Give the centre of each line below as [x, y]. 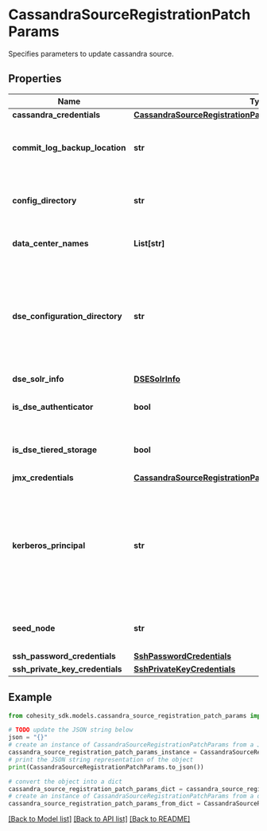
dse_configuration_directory [67, 316]
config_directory [44, 200]
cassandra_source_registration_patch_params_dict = [95, 789]
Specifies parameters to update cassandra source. [91, 53]
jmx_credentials [43, 478]
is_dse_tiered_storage [55, 450]
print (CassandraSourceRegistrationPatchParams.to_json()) [106, 767]
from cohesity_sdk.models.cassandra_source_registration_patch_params [128, 715]
